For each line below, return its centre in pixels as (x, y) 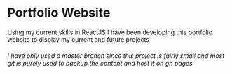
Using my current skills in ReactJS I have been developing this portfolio (110, 32)
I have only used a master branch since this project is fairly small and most (116, 55)
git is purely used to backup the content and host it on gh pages (100, 63)
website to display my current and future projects (78, 39)
